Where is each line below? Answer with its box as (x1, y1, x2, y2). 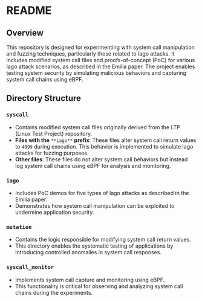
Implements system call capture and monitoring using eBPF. (15, 276, 165, 283)
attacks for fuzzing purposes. (15, 149, 89, 156)
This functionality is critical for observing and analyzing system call (15, 282, 183, 290)
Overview (6, 28, 44, 38)
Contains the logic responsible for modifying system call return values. (15, 236, 192, 243)
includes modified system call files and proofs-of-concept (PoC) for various (6, 57, 195, 63)
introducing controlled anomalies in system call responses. (15, 249, 162, 256)
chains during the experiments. (15, 289, 93, 296)
